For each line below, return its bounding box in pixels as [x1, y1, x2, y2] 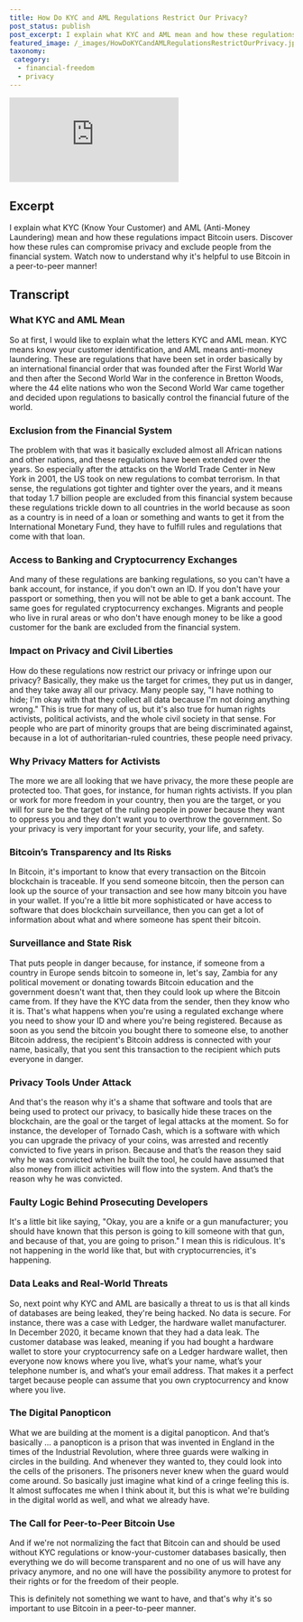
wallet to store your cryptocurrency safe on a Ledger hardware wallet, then [9, 1346, 289, 1356]
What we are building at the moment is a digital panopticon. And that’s [9, 1427, 270, 1438]
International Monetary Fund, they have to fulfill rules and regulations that [9, 521, 282, 533]
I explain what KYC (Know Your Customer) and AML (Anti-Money [9, 222, 251, 233]
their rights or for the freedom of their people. [9, 1576, 179, 1587]
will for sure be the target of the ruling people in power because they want [9, 805, 286, 816]
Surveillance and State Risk [9, 937, 133, 949]
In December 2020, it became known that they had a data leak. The [9, 1327, 260, 1338]
